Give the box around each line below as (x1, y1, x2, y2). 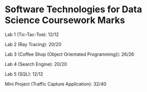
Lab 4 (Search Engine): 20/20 (5, 61, 67, 67)
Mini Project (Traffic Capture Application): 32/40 (5, 81, 107, 87)
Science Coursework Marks (5, 14, 126, 26)
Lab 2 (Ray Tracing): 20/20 (5, 41, 62, 47)
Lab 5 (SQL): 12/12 (5, 71, 43, 77)
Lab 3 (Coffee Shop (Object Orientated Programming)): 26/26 (5, 51, 134, 57)
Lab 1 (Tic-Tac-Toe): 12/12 (5, 31, 59, 37)
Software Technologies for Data (5, 4, 142, 15)
